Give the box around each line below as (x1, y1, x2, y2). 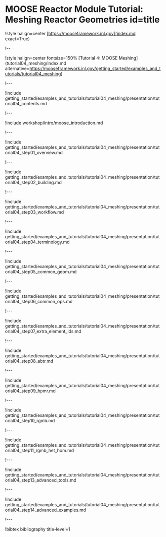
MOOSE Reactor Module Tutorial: (5, 3, 143, 15)
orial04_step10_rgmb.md (5, 417, 55, 423)
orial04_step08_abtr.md (5, 358, 53, 364)
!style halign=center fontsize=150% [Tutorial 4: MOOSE (5, 55, 118, 61)
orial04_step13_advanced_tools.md (5, 477, 77, 483)
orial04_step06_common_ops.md (5, 298, 73, 304)
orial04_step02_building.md (5, 179, 62, 185)
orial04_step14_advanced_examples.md (5, 507, 86, 513)
